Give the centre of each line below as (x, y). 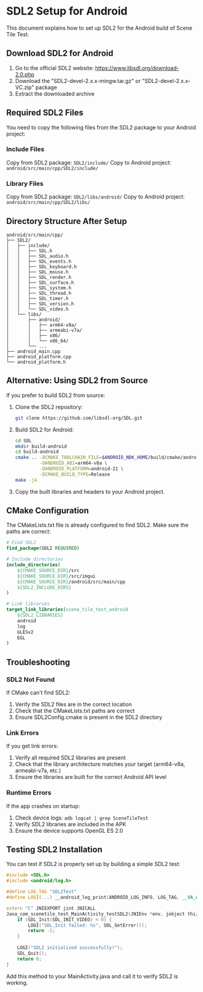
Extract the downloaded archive (55, 94)
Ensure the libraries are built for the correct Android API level (91, 777)
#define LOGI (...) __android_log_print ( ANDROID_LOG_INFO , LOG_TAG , (93, 898)
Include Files (25, 149)
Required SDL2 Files (45, 113)
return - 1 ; (42, 931)
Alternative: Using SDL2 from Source (77, 380)
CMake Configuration (48, 511)
